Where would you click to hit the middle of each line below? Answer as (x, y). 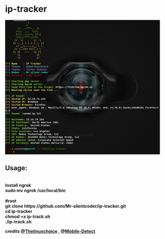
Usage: (16, 168)
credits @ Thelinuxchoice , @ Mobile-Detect (50, 231)
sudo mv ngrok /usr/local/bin (35, 190)
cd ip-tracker (19, 211)
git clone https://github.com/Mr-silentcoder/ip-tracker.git (66, 206)
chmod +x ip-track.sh (28, 216)
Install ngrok (18, 185)
